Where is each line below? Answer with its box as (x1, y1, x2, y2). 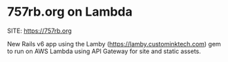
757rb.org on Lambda (7, 4, 133, 20)
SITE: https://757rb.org (7, 27, 73, 35)
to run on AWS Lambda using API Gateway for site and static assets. (7, 47, 202, 55)
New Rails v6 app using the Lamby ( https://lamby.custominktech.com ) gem (7, 40, 221, 48)
